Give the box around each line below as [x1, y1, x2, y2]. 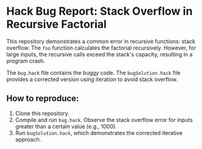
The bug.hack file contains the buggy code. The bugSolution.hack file [6, 69, 181, 76]
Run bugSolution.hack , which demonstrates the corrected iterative [15, 129, 182, 136]
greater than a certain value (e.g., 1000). [15, 123, 118, 130]
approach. [15, 136, 42, 143]
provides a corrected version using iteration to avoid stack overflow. [6, 75, 178, 83]
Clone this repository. [15, 109, 70, 117]
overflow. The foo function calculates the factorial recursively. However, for [6, 44, 196, 52]
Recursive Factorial [6, 17, 107, 31]
